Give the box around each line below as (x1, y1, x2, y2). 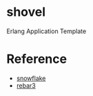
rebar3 (16, 81, 36, 90)
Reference (6, 51, 67, 67)
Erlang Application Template (6, 27, 87, 35)
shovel (6, 4, 46, 20)
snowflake (16, 74, 46, 82)
